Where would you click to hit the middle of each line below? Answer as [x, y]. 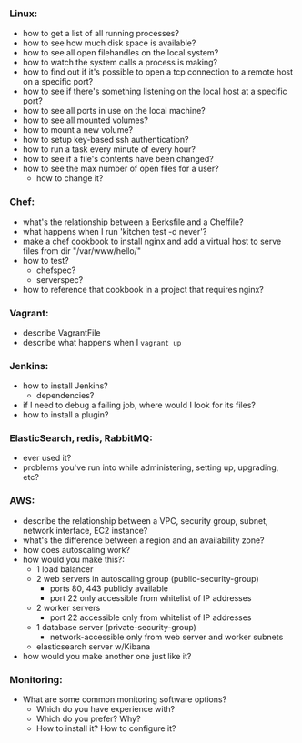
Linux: [24, 14]
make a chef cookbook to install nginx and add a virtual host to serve [152, 241]
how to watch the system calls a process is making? [120, 63]
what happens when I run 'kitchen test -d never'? [115, 231]
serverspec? [60, 279]
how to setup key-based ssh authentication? [106, 140]
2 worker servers [68, 607]
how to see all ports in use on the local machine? [114, 111]
